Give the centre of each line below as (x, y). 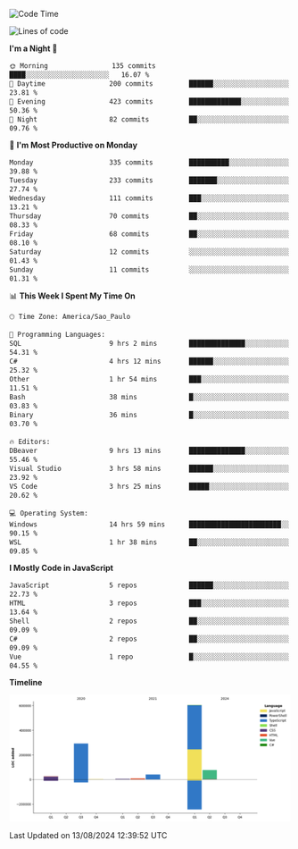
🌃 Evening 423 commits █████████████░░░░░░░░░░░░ (149, 102)
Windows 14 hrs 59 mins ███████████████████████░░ (149, 525)
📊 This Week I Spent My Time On (72, 296)
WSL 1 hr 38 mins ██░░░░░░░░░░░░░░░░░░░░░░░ (149, 542)
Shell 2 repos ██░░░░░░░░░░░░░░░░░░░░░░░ (149, 621)
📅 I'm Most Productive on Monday (74, 145)
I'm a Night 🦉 (33, 48)
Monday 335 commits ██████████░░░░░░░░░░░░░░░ (149, 163)
